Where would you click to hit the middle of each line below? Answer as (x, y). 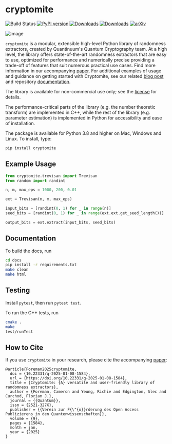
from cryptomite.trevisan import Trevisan (51, 176)
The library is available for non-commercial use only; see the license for (81, 91)
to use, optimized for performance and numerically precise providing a (80, 59)
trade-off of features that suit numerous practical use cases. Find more (80, 65)
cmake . (14, 322)
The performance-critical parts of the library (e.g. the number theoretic (80, 107)
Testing (18, 290)
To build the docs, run (28, 251)
